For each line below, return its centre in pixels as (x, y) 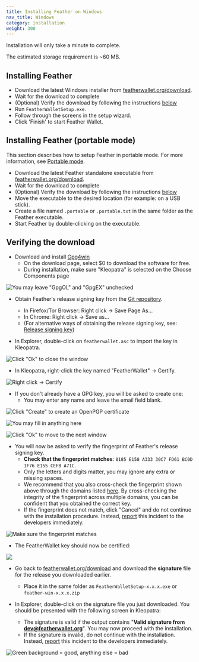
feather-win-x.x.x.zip (52, 593)
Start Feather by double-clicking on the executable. (78, 223)
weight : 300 (21, 28)
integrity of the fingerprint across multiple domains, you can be (101, 497)
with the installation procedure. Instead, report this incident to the (104, 516)
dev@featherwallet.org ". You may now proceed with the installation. (108, 628)
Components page (46, 276)
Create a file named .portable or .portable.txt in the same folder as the (104, 211)
